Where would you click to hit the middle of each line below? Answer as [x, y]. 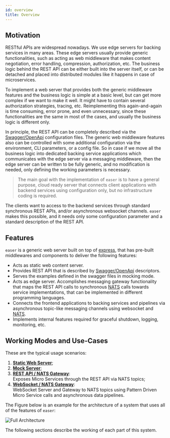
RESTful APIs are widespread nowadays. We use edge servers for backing [83, 48]
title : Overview [22, 15]
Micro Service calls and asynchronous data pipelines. [69, 395]
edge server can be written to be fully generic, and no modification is [78, 164]
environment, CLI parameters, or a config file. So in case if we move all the [83, 148]
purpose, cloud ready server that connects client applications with [87, 185]
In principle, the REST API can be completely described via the [71, 132]
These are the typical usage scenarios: [46, 353]
